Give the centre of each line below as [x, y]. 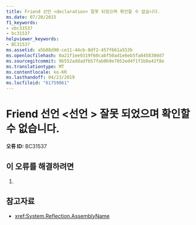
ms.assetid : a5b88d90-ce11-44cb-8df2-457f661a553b [69, 50]
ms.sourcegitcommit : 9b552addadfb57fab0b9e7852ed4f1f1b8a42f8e [85, 61]
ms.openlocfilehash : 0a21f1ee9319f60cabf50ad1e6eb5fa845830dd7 [85, 56]
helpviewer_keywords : [33, 39]
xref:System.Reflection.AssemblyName [62, 216]
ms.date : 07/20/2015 [31, 17]
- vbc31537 [19, 28]
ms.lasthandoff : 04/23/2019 [41, 77]
